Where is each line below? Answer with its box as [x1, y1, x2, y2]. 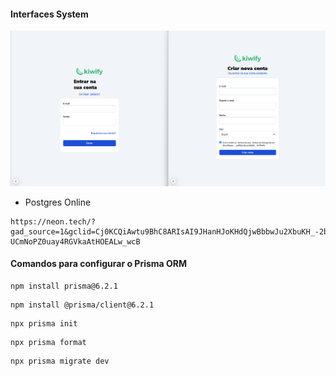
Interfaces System [10, 8, 89, 20]
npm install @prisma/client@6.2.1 [10, 300, 155, 310]
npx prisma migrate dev [10, 356, 110, 366]
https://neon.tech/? [10, 216, 97, 227]
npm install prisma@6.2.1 [10, 281, 118, 291]
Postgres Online [24, 196, 92, 208]
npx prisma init [10, 318, 78, 329]
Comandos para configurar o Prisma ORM [10, 258, 188, 270]
